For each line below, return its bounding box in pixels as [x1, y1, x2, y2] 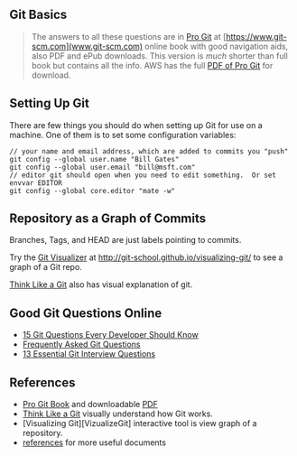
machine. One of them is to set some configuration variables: [9, 129, 237, 140]
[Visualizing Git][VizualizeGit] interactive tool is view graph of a [22, 418, 257, 429]
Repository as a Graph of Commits [9, 211, 207, 227]
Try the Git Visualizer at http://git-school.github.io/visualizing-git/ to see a [9, 252, 283, 263]
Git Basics [9, 7, 68, 23]
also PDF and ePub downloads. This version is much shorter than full [31, 50, 289, 61]
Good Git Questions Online [9, 305, 162, 321]
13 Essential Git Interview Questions [22, 349, 156, 359]
